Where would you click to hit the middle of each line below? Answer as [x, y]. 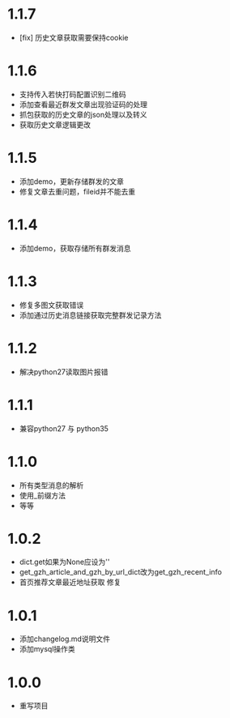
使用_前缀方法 [43, 495]
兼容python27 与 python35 [64, 428]
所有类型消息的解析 [51, 485]
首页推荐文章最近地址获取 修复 [70, 582]
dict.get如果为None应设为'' [64, 562]
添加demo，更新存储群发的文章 [72, 181]
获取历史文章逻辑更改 [55, 124]
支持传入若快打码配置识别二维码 [72, 94]
